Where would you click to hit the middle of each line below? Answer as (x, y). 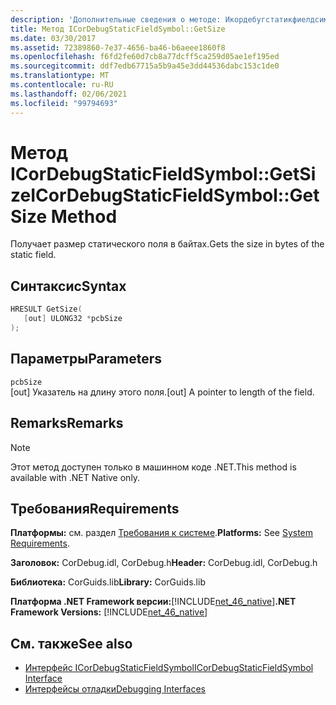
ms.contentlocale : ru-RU (62, 85)
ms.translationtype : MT (60, 76)
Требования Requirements (95, 508)
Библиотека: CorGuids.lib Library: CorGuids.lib (108, 582)
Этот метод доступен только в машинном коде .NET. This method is (153, 467)
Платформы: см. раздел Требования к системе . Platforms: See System (162, 533)
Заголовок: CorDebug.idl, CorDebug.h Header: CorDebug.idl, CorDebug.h (164, 563)
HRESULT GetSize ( (46, 309)
